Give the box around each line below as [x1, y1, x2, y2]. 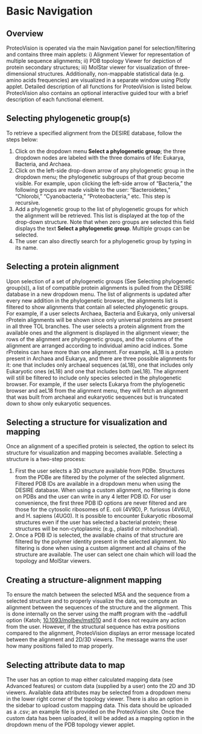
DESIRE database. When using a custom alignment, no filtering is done [14, 487, 191, 494]
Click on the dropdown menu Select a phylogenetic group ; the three [14, 147, 186, 155]
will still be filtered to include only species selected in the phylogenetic [6, 374, 182, 381]
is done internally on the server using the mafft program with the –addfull [6, 610, 188, 618]
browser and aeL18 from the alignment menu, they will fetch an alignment [6, 387, 189, 394]
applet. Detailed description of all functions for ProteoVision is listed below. [6, 83, 193, 90]
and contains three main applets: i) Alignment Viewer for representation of [6, 51, 191, 58]
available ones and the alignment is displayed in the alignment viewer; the [6, 329, 189, 336]
